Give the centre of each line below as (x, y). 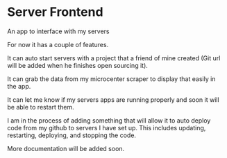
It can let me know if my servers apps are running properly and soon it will (113, 99)
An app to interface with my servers (58, 31)
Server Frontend (55, 12)
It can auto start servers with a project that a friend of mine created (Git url (114, 58)
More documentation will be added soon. (66, 148)
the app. (19, 86)
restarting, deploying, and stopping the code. (72, 135)
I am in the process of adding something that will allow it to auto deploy (109, 120)
